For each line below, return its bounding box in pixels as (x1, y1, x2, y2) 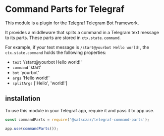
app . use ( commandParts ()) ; (5, 126, 58, 131)
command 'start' (12, 64, 42, 70)
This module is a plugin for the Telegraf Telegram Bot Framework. (5, 20, 139, 26)
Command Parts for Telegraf (5, 3, 125, 15)
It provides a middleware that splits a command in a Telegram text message (5, 29, 160, 35)
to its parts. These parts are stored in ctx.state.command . (5, 35, 121, 41)
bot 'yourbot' (12, 69, 39, 75)
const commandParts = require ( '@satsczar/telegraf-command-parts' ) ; (5, 117, 150, 122)
